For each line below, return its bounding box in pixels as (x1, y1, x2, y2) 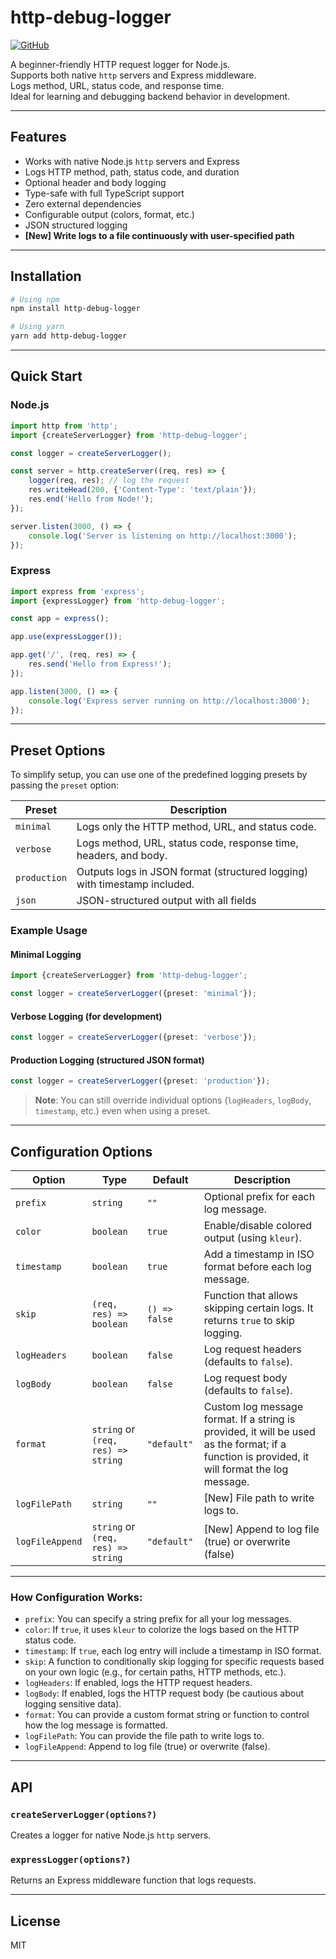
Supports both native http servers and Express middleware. (10, 69, 257, 81)
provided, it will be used (203, 1425, 316, 1439)
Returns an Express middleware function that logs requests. (10, 1874, 257, 1886)
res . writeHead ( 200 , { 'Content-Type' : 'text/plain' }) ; (28, 485, 257, 495)
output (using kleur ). (203, 1231, 302, 1245)
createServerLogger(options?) (10, 1809, 158, 1820)
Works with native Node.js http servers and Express (24, 155, 240, 167)
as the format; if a (203, 1437, 287, 1451)
